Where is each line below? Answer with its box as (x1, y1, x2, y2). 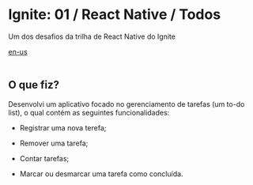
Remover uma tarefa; (19, 138, 89, 148)
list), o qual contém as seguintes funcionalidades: (8, 108, 170, 117)
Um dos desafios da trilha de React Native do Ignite (8, 32, 176, 41)
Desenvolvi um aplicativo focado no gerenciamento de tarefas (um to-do (8, 99, 245, 108)
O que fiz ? (8, 78, 59, 92)
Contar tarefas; (19, 153, 70, 163)
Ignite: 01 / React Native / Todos (8, 6, 221, 24)
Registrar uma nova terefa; (19, 123, 107, 132)
